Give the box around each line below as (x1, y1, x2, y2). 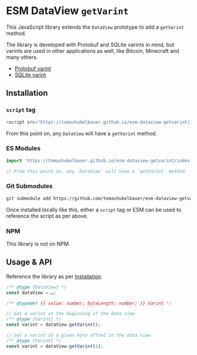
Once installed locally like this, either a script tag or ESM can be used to (6, 206, 182, 213)
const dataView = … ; (6, 289, 57, 296)
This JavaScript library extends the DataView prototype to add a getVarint (6, 23, 184, 31)
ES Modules (6, 144, 41, 153)
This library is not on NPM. (6, 241, 70, 248)
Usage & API (6, 257, 52, 268)
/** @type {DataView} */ (6, 284, 67, 290)
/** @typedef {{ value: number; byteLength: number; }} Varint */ (6, 300, 172, 306)
